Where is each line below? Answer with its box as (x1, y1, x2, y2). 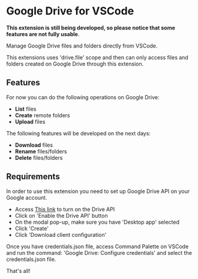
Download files (14, 141, 53, 149)
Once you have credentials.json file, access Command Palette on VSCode (6, 242, 189, 250)
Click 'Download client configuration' (14, 231, 107, 238)
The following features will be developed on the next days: (6, 129, 151, 136)
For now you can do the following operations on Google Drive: (6, 93, 160, 100)
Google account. (6, 194, 47, 201)
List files (14, 105, 37, 112)
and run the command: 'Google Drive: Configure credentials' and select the (6, 249, 192, 256)
